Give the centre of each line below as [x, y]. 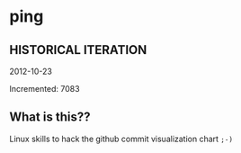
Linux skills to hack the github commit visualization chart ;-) [121, 139]
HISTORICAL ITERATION [78, 50]
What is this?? [50, 117]
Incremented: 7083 [45, 89]
